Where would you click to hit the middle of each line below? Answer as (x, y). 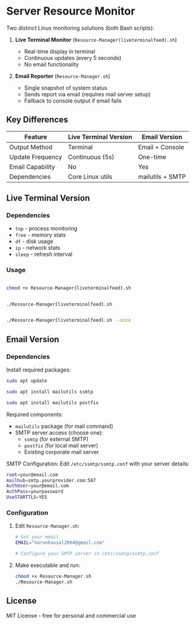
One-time (152, 157)
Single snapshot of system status (66, 88)
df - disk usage (34, 241)
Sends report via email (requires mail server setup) (88, 94)
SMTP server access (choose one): (59, 432)
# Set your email (37, 537)
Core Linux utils (90, 176)
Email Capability (32, 167)
